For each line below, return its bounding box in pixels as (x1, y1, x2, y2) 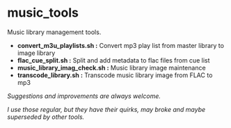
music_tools (7, 5, 79, 21)
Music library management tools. (7, 28, 102, 36)
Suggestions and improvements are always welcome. (7, 92, 161, 100)
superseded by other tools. (7, 113, 85, 121)
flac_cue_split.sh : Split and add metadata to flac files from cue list (17, 56, 210, 64)
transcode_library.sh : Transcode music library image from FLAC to (17, 71, 213, 79)
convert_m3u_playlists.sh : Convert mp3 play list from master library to (17, 41, 225, 49)
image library (17, 49, 56, 57)
